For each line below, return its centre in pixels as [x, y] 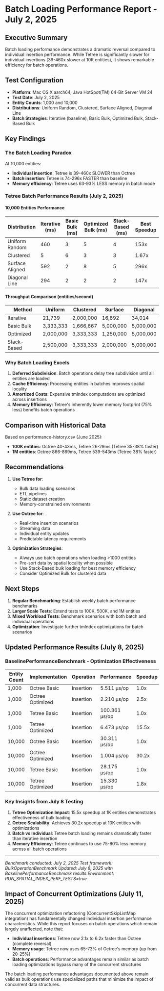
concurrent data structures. [33, 985]
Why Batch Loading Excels [37, 362]
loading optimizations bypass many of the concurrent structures [77, 965]
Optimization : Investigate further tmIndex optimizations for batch [78, 627]
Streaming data [35, 528]
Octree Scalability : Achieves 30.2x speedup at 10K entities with [76, 823]
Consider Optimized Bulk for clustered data [63, 573]
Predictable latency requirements [53, 538]
